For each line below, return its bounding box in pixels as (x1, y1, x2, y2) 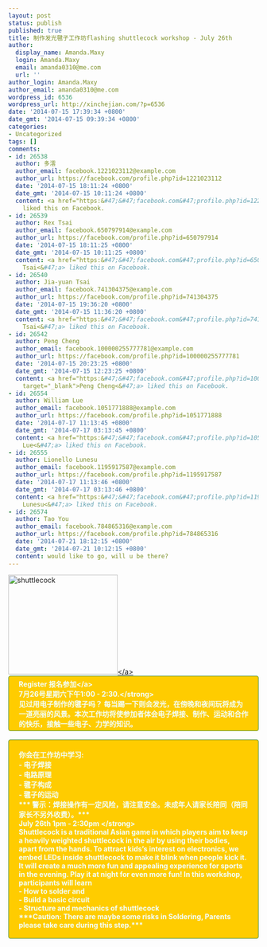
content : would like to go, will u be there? (15, 552, 169, 560)
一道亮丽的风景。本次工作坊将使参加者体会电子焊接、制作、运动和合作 (18, 709, 249, 718)
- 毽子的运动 (18, 789, 59, 799)
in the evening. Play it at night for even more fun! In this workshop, (18, 869, 242, 879)
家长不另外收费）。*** (18, 809, 90, 819)
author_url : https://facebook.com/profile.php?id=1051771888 (15, 412, 222, 420)
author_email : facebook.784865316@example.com (15, 522, 172, 530)
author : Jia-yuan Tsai (15, 278, 91, 287)
